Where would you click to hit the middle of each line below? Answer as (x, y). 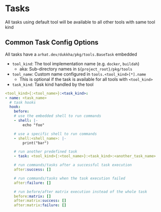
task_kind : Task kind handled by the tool (53, 84)
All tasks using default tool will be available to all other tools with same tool (80, 22)
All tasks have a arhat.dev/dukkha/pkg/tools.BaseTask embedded (71, 54)
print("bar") (36, 143)
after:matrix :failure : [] (40, 205)
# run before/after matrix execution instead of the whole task (80, 192)
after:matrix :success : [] (40, 201)
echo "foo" (34, 125)
